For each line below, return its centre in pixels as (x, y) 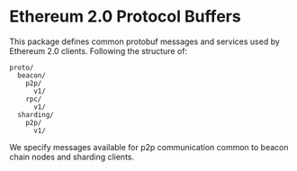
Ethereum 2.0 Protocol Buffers (125, 17)
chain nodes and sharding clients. (72, 157)
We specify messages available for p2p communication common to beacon (149, 147)
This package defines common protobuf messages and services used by (145, 41)
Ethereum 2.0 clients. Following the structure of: (98, 50)
